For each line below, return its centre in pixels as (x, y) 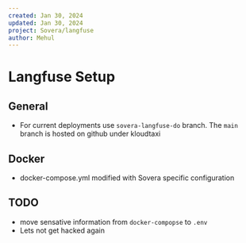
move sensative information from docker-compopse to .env (113, 222)
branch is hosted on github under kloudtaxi (90, 134)
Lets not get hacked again (62, 230)
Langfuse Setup (62, 77)
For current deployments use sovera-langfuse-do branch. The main (129, 125)
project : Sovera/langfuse (51, 30)
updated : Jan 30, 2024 (46, 23)
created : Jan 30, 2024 (46, 15)
